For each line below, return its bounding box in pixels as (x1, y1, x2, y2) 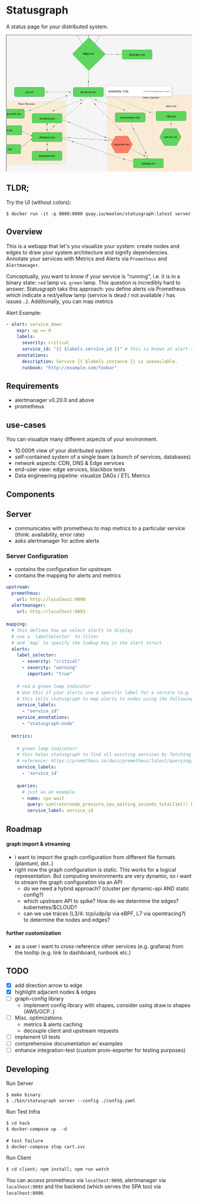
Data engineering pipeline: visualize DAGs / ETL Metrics (14, 472, 150, 479)
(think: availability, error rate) (14, 531, 85, 538)
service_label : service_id (27, 808, 94, 814)
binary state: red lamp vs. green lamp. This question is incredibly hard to (6, 279, 181, 286)
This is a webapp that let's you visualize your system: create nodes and (6, 242, 180, 249)
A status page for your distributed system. (6, 23, 109, 30)
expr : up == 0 (16, 328, 51, 334)
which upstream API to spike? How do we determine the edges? (23, 897, 179, 905)
